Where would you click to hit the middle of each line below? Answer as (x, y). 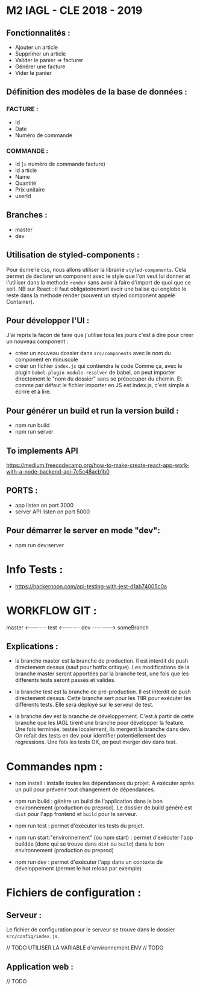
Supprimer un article (40, 54)
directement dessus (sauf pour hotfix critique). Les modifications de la (102, 667)
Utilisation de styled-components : (73, 255)
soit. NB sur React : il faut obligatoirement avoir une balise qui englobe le (96, 289)
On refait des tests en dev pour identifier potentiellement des (91, 736)
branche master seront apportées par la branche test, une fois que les (102, 673)
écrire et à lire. (33, 392)
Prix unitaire (30, 189)
